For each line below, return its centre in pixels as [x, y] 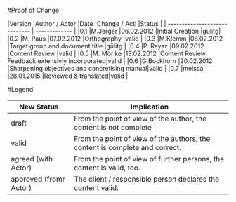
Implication [150, 107]
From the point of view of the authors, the [142, 139]
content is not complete [113, 127]
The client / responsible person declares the [146, 179]
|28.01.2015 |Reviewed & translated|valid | [68, 76]
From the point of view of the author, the [140, 119]
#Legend [20, 89]
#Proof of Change [33, 10]
